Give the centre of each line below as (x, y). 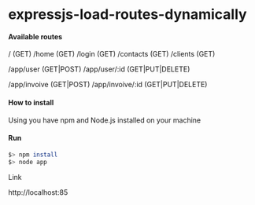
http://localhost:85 (38, 192)
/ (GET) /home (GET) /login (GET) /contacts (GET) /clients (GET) (112, 54)
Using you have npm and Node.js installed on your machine (105, 120)
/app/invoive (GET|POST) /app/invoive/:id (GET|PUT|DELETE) (108, 85)
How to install (31, 102)
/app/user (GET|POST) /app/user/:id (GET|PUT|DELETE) (99, 69)
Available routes (35, 36)
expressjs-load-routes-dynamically (128, 15)
